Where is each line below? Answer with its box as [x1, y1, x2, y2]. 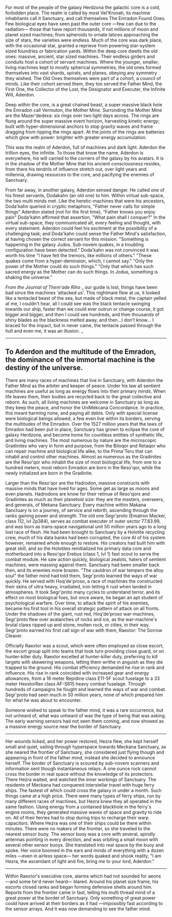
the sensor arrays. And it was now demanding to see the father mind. [5, 906, 151, 912]
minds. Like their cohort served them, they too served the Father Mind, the [5, 81, 162, 87]
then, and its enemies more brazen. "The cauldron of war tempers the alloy [5, 567, 164, 573]
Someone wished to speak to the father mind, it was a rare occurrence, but [5, 707, 164, 713]
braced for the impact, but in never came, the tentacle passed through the [5, 322, 162, 328]
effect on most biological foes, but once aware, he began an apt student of [5, 594, 163, 600]
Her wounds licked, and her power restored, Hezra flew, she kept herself [5, 738, 159, 744]
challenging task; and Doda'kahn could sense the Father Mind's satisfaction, [5, 231, 167, 237]
